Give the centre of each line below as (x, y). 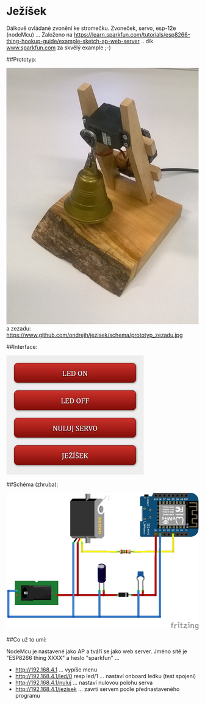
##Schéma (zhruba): (32, 484)
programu (28, 695)
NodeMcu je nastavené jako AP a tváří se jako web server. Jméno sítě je (97, 651)
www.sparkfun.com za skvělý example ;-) (59, 48)
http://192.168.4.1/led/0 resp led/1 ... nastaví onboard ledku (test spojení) (106, 676)
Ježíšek (27, 11)
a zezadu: (19, 328)
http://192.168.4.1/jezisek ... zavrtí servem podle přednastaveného (97, 689)
